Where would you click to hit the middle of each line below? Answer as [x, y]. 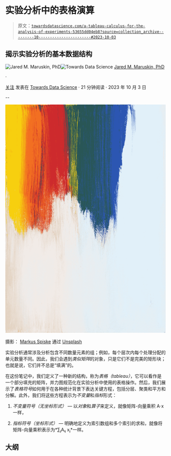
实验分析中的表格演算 [50, 10]
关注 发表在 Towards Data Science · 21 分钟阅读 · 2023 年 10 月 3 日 [76, 87]
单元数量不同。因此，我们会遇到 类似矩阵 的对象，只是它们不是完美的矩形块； [85, 358]
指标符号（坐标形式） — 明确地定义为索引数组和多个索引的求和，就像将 [88, 423]
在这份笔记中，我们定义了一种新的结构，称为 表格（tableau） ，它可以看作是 [83, 376]
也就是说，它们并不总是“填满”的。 [41, 365]
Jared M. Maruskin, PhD [139, 66]
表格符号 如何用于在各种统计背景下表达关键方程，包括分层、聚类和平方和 [90, 389]
